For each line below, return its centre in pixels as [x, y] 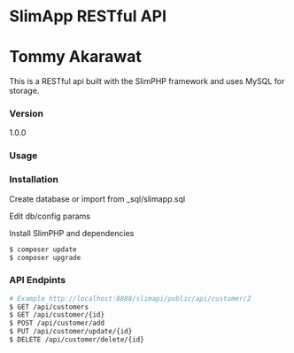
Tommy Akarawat [75, 57]
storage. [24, 91]
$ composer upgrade [45, 257]
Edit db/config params [50, 216]
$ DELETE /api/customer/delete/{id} [77, 340]
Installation [34, 180]
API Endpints [38, 280]
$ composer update [43, 249]
